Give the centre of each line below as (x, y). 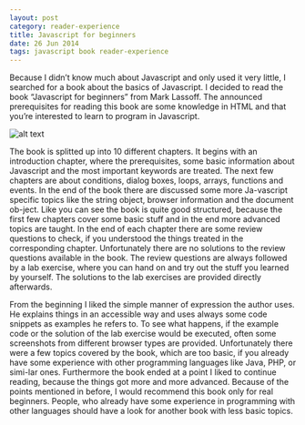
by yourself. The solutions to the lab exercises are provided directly (136, 278)
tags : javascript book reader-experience (89, 52)
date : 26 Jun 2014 (44, 43)
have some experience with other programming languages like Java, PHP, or (153, 363)
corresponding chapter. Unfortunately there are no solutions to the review (147, 248)
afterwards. (31, 287)
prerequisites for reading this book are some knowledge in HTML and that (148, 106)
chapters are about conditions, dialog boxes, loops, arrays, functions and (147, 181)
